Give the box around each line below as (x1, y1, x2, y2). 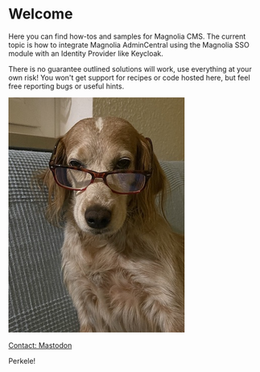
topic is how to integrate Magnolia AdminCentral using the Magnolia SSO (8, 39, 250, 49)
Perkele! (8, 356, 36, 366)
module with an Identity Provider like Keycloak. (8, 48, 163, 58)
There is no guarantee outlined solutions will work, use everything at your (8, 64, 252, 73)
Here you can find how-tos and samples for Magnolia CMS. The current (8, 31, 246, 41)
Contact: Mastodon (8, 340, 72, 350)
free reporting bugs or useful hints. (8, 81, 125, 91)
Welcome (8, 5, 73, 23)
